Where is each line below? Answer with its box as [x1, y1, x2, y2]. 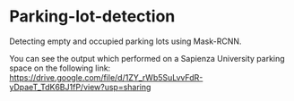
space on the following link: [9, 63, 111, 73]
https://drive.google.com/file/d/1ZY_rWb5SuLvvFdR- [9, 72, 203, 82]
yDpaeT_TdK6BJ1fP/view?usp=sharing [9, 81, 151, 92]
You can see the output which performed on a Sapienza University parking [9, 53, 285, 63]
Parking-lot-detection [9, 6, 176, 27]
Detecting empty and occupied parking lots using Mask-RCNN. [9, 36, 242, 46]
